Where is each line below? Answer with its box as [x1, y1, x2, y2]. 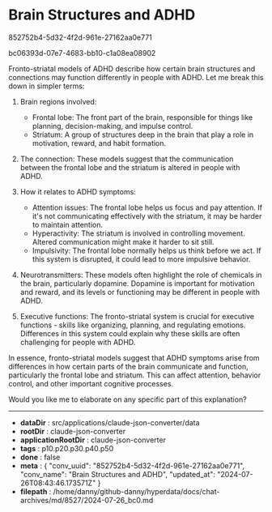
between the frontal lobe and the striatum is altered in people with [19, 162, 240, 172]
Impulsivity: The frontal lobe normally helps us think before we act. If [32, 245, 261, 255]
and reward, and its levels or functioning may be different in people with [19, 287, 261, 297]
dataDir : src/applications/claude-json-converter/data [19, 417, 200, 427]
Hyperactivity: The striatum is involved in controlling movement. [32, 228, 245, 238]
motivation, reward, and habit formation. [32, 138, 167, 147]
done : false [19, 452, 61, 462]
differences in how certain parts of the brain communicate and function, [8, 361, 249, 371]
